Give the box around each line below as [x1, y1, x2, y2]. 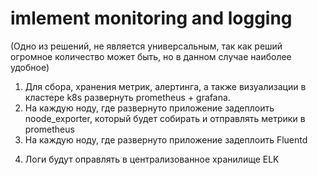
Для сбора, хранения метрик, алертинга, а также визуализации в [24, 80, 307, 92]
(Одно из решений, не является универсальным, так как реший [10, 40, 283, 52]
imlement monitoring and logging [10, 7, 293, 30]
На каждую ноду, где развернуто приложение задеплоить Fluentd [24, 133, 308, 146]
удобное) [10, 61, 50, 73]
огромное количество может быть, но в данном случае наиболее [10, 50, 292, 62]
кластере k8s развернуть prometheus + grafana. [24, 91, 231, 103]
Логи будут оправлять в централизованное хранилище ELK [24, 153, 280, 165]
